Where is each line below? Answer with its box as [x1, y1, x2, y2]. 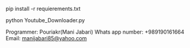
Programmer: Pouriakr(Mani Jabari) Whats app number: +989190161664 [5, 28, 185, 35]
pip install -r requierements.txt [5, 5, 81, 12]
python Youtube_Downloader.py [5, 17, 85, 23]
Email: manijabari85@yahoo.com [5, 35, 87, 41]
